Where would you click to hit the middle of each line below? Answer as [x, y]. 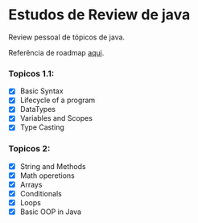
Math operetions [47, 176]
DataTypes [38, 109]
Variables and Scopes [56, 118]
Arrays [31, 184]
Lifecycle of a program [58, 100]
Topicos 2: [29, 149]
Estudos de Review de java [99, 15]
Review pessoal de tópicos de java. [67, 37]
